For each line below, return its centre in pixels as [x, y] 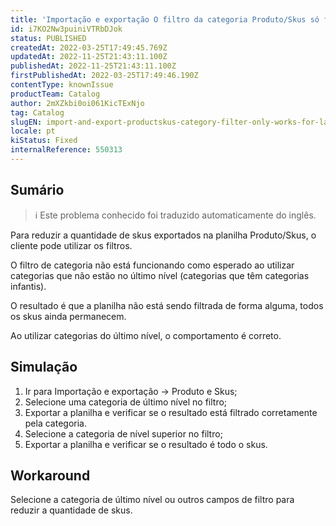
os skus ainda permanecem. [68, 316]
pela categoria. [55, 423]
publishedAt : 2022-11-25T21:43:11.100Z [93, 66]
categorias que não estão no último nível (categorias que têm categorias [160, 275]
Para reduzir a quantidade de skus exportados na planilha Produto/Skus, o [163, 235]
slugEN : [26, 122]
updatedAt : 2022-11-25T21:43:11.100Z [89, 57]
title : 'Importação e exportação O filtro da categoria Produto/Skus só [165, 19]
